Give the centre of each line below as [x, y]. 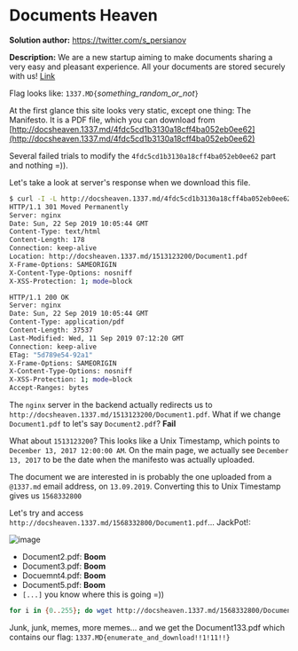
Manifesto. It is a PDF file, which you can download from [112, 120]
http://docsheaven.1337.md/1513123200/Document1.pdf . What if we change [145, 414]
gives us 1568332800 [46, 496]
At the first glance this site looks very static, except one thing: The [130, 110]
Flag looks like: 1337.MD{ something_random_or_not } [104, 93]
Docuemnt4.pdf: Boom [64, 576]
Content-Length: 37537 [51, 330]
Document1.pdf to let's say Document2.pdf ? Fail [93, 424]
